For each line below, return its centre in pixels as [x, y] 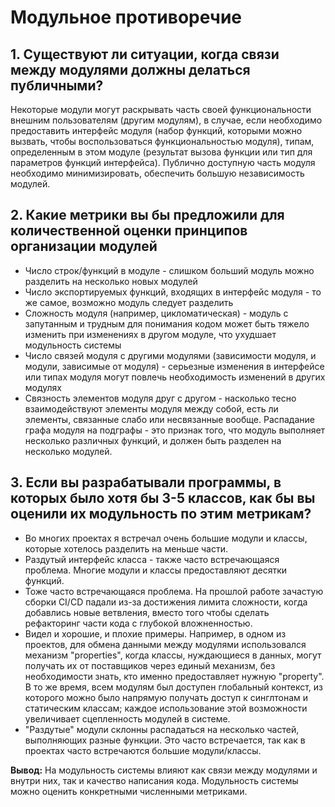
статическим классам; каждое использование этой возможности [166, 708]
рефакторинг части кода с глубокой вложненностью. [138, 623]
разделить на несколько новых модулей [111, 281]
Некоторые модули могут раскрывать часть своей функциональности [161, 109]
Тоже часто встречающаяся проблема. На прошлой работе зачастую [174, 591]
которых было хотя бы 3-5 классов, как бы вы [163, 498]
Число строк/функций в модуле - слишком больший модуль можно [169, 270]
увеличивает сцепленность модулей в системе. [127, 718]
